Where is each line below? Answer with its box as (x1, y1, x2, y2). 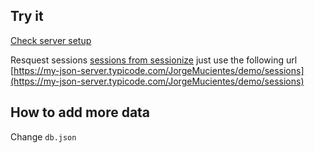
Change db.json (10, 130, 77, 143)
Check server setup (10, 34, 92, 46)
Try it (10, 8, 44, 25)
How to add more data (10, 104, 151, 121)
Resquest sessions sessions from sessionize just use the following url (10, 54, 298, 66)
